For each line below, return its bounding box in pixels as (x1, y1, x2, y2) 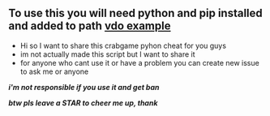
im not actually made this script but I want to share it (19, 49, 196, 59)
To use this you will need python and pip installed (8, 6, 264, 20)
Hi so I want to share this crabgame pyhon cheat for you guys (19, 41, 227, 50)
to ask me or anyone (19, 67, 89, 76)
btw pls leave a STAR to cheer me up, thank (8, 97, 158, 108)
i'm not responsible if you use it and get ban (8, 82, 160, 92)
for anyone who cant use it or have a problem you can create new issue (19, 58, 259, 67)
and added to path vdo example (8, 19, 171, 33)
